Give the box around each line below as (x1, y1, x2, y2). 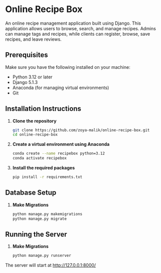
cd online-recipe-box (12, 132, 58, 137)
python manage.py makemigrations (12, 211, 83, 217)
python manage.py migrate (12, 216, 67, 221)
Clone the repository (12, 118, 57, 124)
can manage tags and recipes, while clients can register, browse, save (5, 31, 150, 37)
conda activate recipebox (12, 156, 67, 161)
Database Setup (5, 189, 57, 197)
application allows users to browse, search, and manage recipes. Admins (5, 25, 156, 31)
